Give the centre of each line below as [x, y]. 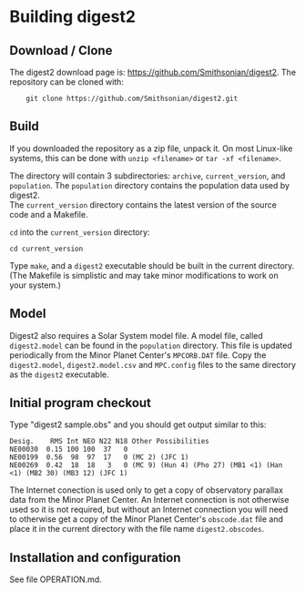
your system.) [36, 285]
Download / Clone [61, 51]
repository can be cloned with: [67, 82]
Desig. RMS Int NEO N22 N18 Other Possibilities [109, 442]
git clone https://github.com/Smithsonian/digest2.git [132, 98]
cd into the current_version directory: [80, 232]
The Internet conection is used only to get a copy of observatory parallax [147, 490]
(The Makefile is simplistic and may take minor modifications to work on [144, 275]
